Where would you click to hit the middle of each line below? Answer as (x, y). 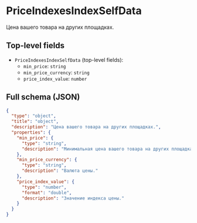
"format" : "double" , (47, 192)
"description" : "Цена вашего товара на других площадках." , (86, 127)
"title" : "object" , (35, 122)
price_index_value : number (55, 78)
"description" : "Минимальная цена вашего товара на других (95, 149)
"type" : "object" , (34, 116)
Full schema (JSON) (43, 97)
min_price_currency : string (56, 72)
